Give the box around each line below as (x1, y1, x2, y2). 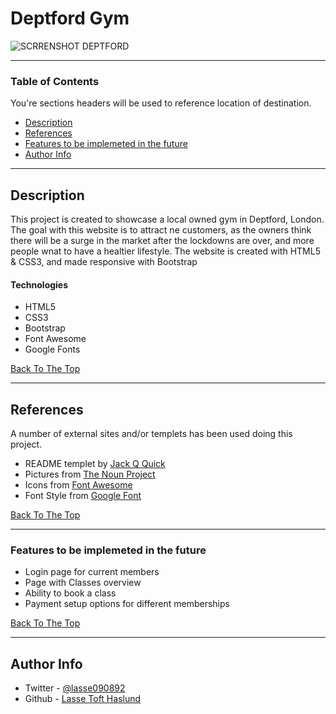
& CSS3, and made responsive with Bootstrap (10, 256, 198, 268)
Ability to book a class (24, 587, 117, 599)
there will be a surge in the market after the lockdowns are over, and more (10, 235, 315, 247)
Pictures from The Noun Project (24, 468, 156, 481)
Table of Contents (10, 74, 100, 88)
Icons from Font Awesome (24, 479, 133, 491)
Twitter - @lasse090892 (24, 682, 126, 694)
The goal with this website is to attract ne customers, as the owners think (10, 224, 312, 236)
